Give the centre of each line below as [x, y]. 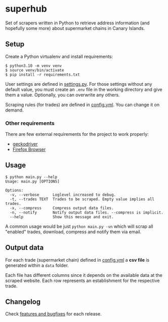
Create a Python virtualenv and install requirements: [59, 56]
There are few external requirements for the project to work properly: [77, 134]
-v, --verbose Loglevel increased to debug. [63, 195]
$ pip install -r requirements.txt [43, 75]
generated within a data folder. [37, 265]
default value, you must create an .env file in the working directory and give [84, 89]
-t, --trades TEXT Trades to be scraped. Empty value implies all [82, 199]
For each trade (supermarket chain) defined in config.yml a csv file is [77, 260]
